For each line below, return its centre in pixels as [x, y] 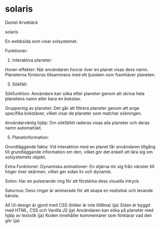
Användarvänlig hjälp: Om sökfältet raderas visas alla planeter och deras [77, 123]
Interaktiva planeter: [32, 60]
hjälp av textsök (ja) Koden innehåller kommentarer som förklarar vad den [79, 215]
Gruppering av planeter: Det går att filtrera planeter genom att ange [72, 108]
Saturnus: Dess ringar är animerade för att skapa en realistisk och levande [79, 190]
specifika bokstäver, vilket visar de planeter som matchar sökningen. [73, 113]
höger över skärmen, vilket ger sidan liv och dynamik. [59, 172]
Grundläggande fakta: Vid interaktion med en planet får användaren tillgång [80, 146]
